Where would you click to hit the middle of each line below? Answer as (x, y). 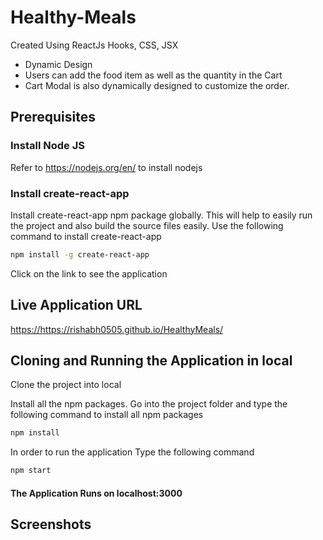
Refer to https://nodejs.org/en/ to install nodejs (106, 167)
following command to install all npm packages (107, 415)
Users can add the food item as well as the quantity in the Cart (153, 75)
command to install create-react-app (86, 236)
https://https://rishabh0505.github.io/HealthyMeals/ (117, 329)
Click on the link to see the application (89, 273)
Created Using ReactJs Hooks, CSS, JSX (94, 45)
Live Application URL (76, 305)
